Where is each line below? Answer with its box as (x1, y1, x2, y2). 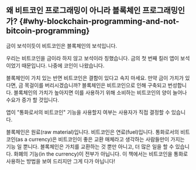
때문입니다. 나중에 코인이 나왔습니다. (21, 62, 105, 69)
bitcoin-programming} (6, 26, 90, 36)
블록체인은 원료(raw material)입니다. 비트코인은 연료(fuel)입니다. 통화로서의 (6, 128, 180, 136)
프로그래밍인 (142, 5, 185, 16)
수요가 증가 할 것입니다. (6, 96, 60, 103)
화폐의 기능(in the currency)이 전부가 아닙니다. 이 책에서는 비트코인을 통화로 (13, 150, 188, 157)
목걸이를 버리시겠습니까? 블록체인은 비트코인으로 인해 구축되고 (24, 81, 167, 89)
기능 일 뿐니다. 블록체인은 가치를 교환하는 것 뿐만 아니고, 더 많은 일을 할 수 (6, 143, 174, 150)
